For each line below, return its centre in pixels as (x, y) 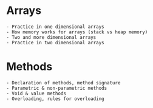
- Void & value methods (36, 93)
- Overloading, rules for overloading (55, 99)
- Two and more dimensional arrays (51, 37)
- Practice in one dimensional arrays (55, 27)
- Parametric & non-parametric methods (57, 88)
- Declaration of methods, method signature (63, 83)
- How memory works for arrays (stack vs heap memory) (77, 32)
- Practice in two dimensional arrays (55, 42)
